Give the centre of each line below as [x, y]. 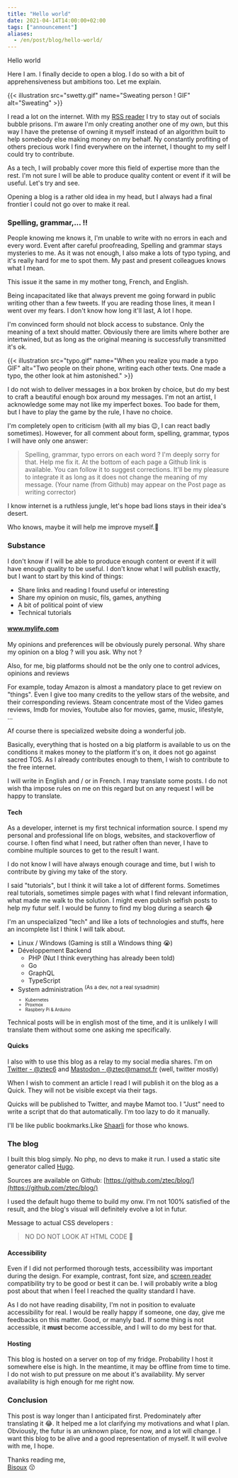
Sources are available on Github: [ [57, 1180]
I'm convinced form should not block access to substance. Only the [106, 325]
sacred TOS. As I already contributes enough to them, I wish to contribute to [118, 760]
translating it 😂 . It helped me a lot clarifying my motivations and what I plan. [119, 1423]
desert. [18, 514]
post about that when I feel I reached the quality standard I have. [102, 1291]
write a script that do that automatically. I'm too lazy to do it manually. [109, 1111]
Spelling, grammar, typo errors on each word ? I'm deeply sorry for [122, 455]
